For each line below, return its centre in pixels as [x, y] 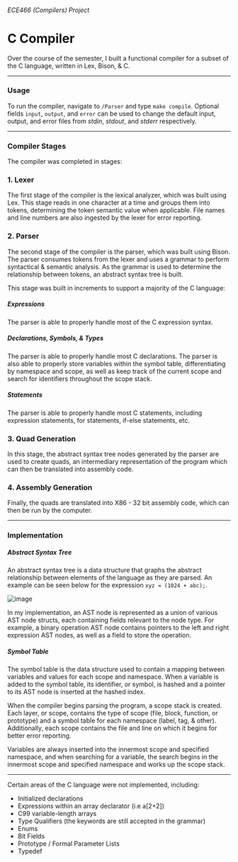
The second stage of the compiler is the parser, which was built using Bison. [119, 251]
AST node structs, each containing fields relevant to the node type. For [111, 620]
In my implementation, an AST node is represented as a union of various [113, 613]
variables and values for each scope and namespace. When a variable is [113, 677]
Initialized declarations [50, 799]
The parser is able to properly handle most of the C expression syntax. [110, 322]
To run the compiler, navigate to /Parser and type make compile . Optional [113, 106]
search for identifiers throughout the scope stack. [80, 378]
